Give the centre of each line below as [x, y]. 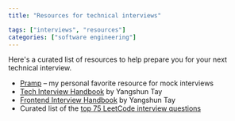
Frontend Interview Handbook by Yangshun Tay [98, 100]
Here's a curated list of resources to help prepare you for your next [118, 59]
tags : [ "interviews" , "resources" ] [67, 30]
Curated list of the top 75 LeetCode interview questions [110, 108]
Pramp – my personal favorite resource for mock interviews [117, 83]
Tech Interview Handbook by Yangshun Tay [91, 92]
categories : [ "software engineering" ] [72, 37]
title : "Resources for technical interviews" [85, 15]
